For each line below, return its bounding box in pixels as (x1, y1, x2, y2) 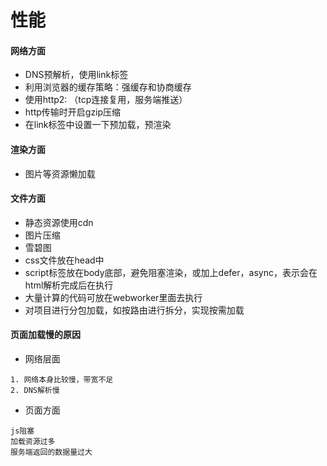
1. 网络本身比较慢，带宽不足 (10, 375, 114, 385)
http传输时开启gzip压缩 (24, 106, 122, 118)
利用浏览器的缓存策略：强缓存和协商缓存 (24, 81, 192, 93)
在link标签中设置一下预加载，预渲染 (24, 119, 172, 131)
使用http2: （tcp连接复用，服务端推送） (24, 94, 188, 106)
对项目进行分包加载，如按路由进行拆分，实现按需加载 (24, 304, 245, 316)
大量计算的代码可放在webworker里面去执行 (24, 291, 203, 303)
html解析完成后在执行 (24, 279, 114, 291)
